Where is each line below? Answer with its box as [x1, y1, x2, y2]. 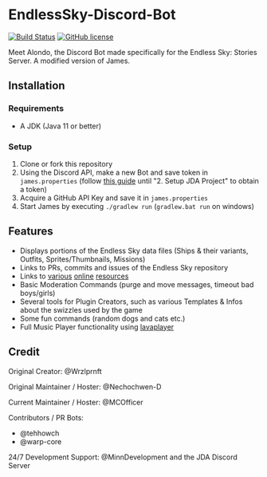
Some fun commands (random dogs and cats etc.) [19, 313, 186, 323]
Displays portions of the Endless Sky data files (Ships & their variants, [19, 246, 249, 255]
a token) [19, 184, 48, 194]
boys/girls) [19, 288, 56, 298]
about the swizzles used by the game [19, 305, 143, 314]
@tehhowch [19, 428, 60, 438]
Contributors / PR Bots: [8, 412, 84, 422]
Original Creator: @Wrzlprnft [8, 366, 102, 376]
